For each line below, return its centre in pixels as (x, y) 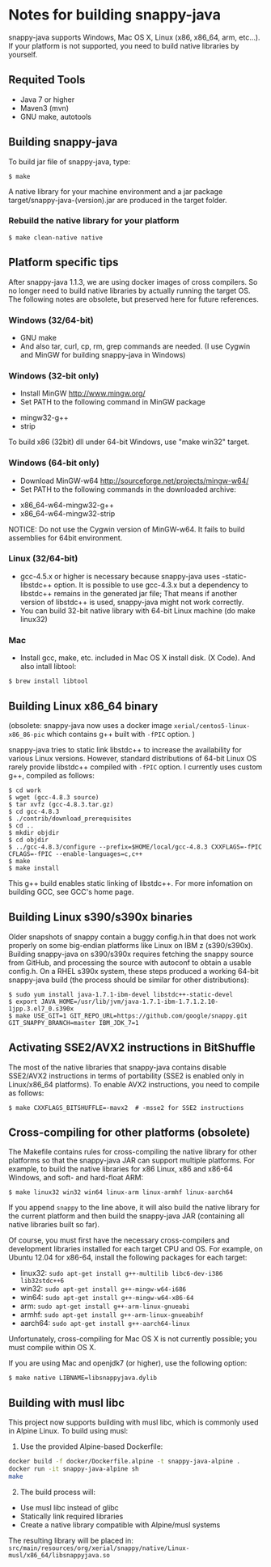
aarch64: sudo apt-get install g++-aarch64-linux (105, 1323)
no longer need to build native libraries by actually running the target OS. (129, 290)
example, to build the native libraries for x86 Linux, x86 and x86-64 (121, 1169)
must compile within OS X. (53, 1348)
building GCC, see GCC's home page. (71, 891)
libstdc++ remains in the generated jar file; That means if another (129, 593)
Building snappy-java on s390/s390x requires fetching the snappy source (131, 954)
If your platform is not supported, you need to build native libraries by (124, 45)
